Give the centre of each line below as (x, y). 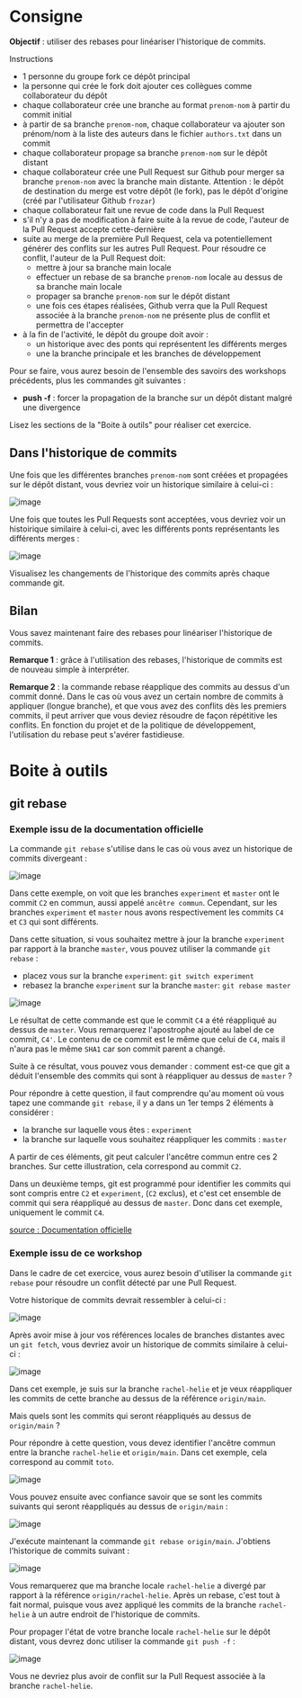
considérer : (31, 1113)
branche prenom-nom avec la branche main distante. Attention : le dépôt (153, 181)
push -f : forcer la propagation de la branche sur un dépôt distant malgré (157, 398)
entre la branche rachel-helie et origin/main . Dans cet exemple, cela (138, 1452)
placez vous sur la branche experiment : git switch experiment (138, 976)
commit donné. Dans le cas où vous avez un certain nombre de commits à (147, 696)
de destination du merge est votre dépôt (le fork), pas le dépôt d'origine (155, 191)
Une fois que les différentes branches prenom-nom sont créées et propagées (149, 475)
